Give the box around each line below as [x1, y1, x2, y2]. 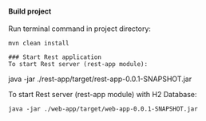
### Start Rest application [8, 53, 102, 61]
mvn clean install [8, 40, 69, 48]
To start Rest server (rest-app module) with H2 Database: [8, 90, 197, 100]
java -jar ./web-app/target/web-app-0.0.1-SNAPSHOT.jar [8, 105, 198, 113]
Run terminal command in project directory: [8, 24, 152, 33]
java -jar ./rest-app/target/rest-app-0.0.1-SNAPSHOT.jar [8, 74, 192, 84]
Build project [8, 6, 52, 16]
